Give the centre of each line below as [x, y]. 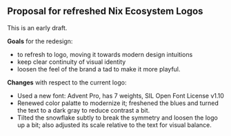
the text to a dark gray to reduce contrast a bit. [83, 110]
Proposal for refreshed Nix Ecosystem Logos [105, 11]
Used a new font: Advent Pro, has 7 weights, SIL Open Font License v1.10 [120, 95]
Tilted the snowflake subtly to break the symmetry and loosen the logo [118, 117]
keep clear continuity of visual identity [71, 62]
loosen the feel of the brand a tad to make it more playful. [99, 69]
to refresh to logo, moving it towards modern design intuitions [105, 54]
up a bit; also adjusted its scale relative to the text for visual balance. [114, 125]
